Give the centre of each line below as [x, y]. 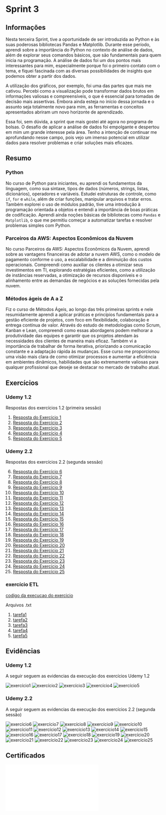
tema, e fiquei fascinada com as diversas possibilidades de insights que [79, 71]
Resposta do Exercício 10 [38, 493]
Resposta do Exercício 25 [39, 572]
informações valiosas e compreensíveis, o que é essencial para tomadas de [83, 96]
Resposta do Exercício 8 [37, 482]
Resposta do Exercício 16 [38, 524]
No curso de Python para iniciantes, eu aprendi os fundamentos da [74, 183]
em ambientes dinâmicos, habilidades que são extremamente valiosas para [82, 362]
